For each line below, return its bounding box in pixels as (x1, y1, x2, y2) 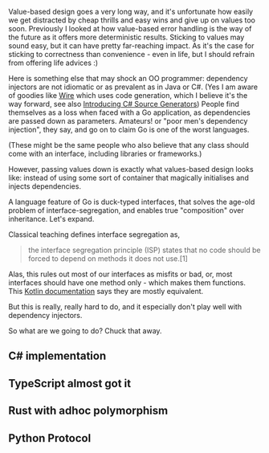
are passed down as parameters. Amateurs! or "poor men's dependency (8, 116, 248, 125)
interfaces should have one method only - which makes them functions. (8, 278, 247, 288)
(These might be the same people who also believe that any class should (8, 141, 249, 149)
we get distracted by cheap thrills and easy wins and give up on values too (8, 15, 255, 25)
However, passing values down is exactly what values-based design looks (8, 165, 255, 173)
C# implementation (8, 349, 107, 363)
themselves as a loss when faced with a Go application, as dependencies (8, 108, 251, 117)
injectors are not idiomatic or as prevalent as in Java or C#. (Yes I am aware (8, 82, 259, 92)
